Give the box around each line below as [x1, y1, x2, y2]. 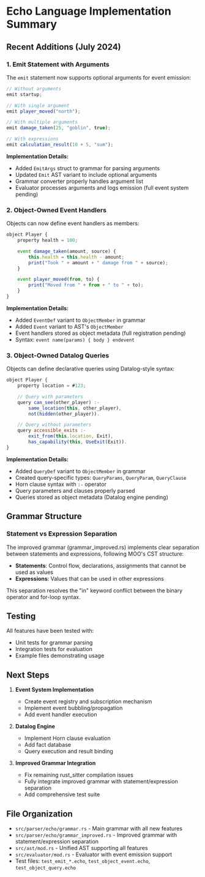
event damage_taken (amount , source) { [17, 248, 116, 255]
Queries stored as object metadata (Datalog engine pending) [15, 493, 168, 501]
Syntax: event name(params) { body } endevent [15, 335, 135, 343]
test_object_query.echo [15, 865, 76, 871]
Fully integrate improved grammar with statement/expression [24, 778, 179, 785]
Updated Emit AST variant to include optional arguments [15, 171, 157, 178]
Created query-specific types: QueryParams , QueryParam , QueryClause [15, 474, 187, 481]
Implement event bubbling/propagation [24, 704, 123, 712]
